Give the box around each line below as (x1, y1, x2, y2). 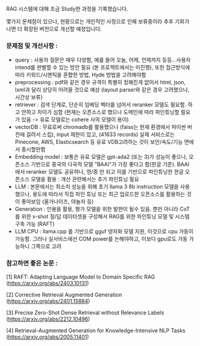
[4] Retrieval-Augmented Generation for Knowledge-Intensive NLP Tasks (6, 327, 186, 334)
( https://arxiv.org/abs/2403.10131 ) (6, 279, 90, 286)
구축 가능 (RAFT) (14, 220, 55, 228)
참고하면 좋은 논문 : (6, 259, 58, 267)
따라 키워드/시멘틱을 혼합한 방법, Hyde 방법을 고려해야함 (14, 71, 146, 79)
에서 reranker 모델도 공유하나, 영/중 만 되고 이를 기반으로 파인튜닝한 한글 (14, 168, 184, 175)
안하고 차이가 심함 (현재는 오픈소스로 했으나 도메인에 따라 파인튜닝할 (21, 109, 180, 116)
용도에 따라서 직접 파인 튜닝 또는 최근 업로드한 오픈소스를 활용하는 (32, 190, 186, 198)
